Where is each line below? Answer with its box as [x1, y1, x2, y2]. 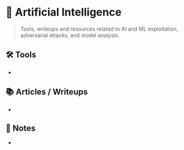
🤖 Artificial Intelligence [5, 5, 122, 19]
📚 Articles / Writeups [5, 87, 88, 97]
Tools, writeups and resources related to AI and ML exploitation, [20, 25, 179, 32]
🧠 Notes [5, 123, 36, 133]
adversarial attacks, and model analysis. [20, 31, 120, 38]
